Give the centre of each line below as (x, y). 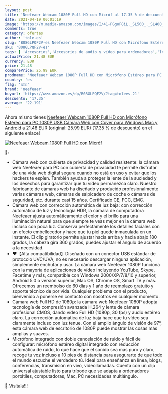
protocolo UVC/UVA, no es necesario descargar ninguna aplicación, (82, 259)
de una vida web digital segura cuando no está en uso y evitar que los (84, 173)
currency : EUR (20, 61)
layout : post (19, 10)
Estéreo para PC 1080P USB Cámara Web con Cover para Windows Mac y (81, 123)
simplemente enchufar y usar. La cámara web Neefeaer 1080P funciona (86, 265)
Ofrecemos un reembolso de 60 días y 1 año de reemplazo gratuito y (83, 286)
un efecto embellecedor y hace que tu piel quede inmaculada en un (82, 232)
